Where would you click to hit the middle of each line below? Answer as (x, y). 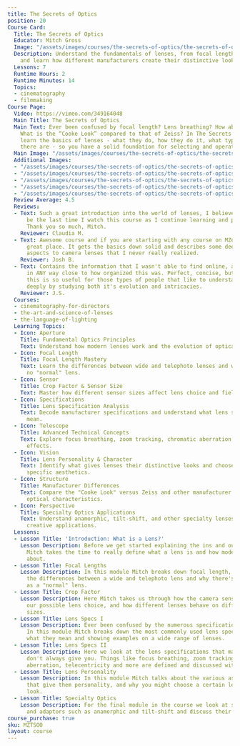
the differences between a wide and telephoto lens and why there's (130, 579)
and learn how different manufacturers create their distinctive (120, 61)
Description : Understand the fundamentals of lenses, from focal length (124, 54)
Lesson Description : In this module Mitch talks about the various (122, 678)
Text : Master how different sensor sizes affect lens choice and (120, 393)
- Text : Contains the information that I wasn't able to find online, (121, 267)
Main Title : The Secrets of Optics (67, 120)
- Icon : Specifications (49, 399)
